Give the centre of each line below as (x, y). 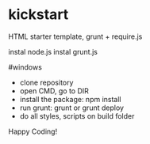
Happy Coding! (33, 131)
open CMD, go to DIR (54, 91)
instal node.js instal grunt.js (53, 51)
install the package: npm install (70, 99)
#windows (25, 67)
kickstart (38, 15)
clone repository (46, 82)
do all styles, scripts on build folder (77, 116)
